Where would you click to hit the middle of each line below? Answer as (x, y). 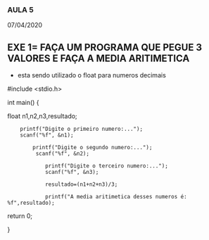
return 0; (20, 216)
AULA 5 (20, 10)
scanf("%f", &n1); (47, 135)
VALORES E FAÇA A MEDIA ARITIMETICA (99, 58)
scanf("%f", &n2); (63, 154)
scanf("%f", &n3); (72, 172)
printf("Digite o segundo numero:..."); (93, 148)
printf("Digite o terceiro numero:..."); (107, 166)
